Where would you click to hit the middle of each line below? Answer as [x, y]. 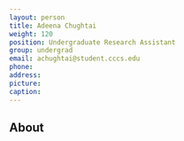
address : [25, 75]
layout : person [37, 17]
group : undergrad [41, 51]
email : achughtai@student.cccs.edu [75, 59]
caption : [25, 91]
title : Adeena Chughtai [53, 26]
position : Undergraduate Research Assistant [92, 42]
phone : [21, 67]
